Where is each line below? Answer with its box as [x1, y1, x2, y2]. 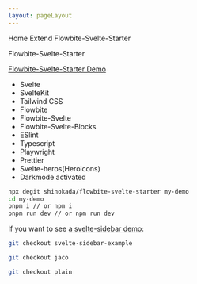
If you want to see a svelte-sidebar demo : [8, 224, 144, 234]
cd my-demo [8, 195, 44, 203]
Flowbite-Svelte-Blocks [19, 121, 97, 131]
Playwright [19, 147, 55, 156]
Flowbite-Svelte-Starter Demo [8, 64, 107, 74]
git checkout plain [8, 267, 73, 276]
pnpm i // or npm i [8, 202, 73, 210]
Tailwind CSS [19, 96, 63, 106]
